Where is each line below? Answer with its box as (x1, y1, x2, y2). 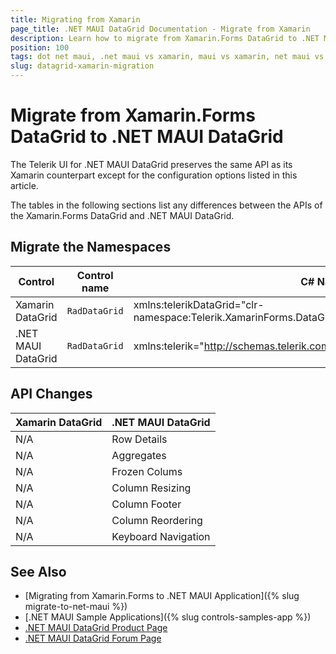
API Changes (10, 386, 93, 403)
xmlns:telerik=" (133, 339, 205, 353)
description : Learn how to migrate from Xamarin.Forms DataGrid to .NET (10, 33, 320, 43)
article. (10, 179, 39, 191)
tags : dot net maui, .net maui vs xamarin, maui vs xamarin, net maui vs (10, 52, 325, 62)
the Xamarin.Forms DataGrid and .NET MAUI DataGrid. (10, 209, 235, 221)
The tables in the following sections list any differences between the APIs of (10, 199, 323, 211)
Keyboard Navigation (111, 529, 211, 543)
